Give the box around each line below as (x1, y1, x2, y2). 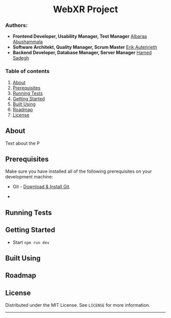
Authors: (5, 22, 28, 29)
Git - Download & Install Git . (12, 183, 71, 190)
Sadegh (12, 55, 30, 61)
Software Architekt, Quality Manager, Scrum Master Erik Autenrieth (12, 44, 158, 50)
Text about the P (5, 140, 40, 146)
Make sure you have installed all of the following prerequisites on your (5, 168, 152, 174)
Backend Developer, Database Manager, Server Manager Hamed (12, 49, 152, 56)
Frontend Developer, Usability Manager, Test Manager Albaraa (12, 33, 147, 39)
